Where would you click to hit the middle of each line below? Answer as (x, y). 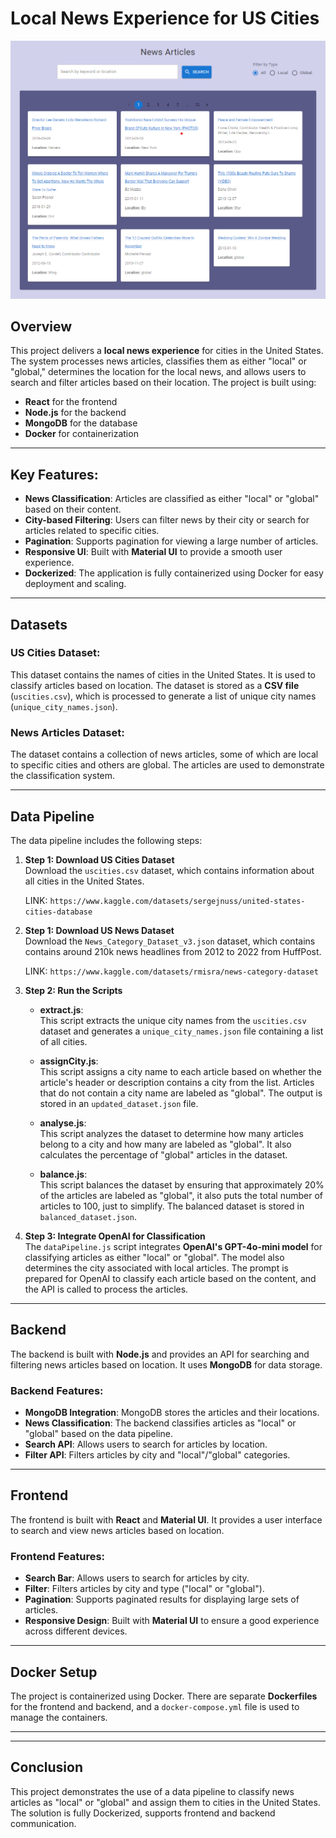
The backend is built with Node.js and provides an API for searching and (160, 1354)
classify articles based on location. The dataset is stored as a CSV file (155, 685)
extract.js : (61, 1009)
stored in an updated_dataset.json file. (119, 1103)
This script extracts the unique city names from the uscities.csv (173, 1020)
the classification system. (63, 776)
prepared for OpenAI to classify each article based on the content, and (170, 1278)
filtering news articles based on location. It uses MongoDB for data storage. (166, 1364)
